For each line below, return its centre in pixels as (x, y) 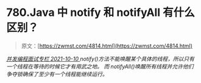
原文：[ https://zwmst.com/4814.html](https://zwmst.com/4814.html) (107, 46)
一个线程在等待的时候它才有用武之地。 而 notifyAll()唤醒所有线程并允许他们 (100, 66)
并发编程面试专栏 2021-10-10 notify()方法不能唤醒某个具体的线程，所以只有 (100, 59)
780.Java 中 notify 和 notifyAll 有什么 (100, 13)
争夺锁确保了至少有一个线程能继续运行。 (57, 74)
